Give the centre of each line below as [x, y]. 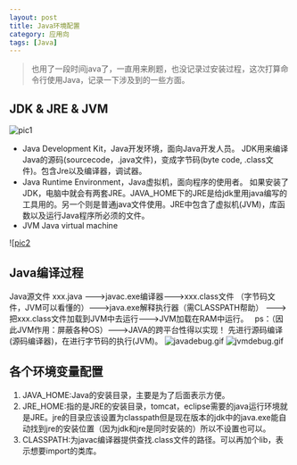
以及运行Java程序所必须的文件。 [90, 216]
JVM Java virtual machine [70, 226]
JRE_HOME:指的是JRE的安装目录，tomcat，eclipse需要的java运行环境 [151, 406]
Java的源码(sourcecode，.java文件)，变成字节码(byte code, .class [144, 160]
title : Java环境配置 [45, 26]
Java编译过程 [46, 273]
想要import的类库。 [66, 451]
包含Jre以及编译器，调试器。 [94, 171]
